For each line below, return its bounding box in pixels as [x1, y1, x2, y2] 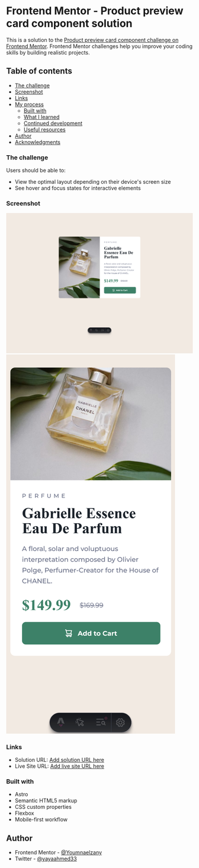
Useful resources [23, 126, 66, 133]
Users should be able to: [6, 167, 66, 174]
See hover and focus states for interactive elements [14, 185, 141, 192]
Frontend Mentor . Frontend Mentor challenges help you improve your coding [6, 43, 193, 50]
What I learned [23, 113, 60, 120]
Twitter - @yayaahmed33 [14, 855, 77, 863]
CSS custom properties [14, 803, 72, 811]
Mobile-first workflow [14, 816, 68, 823]
